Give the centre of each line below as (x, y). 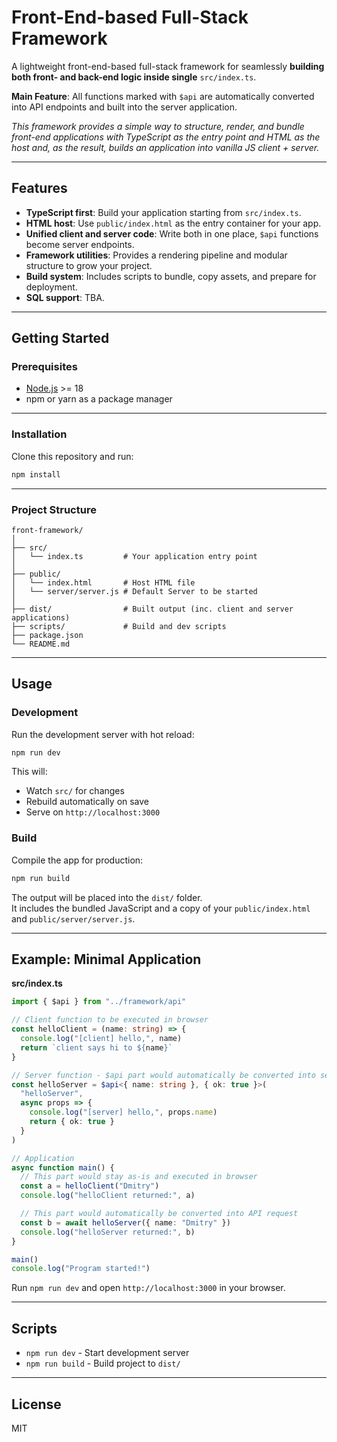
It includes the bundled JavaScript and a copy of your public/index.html (161, 908)
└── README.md (41, 644)
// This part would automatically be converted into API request (159, 1214)
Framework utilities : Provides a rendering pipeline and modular (156, 255)
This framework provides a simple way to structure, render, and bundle (158, 126)
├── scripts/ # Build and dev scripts (119, 626)
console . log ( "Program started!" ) (81, 1269)
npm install (36, 474)
